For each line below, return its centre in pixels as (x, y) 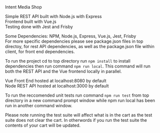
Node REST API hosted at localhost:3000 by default (57, 86)
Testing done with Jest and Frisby (39, 27)
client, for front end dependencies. (40, 51)
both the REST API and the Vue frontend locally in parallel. (63, 71)
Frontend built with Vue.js (31, 22)
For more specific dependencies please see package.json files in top (74, 41)
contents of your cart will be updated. (43, 125)
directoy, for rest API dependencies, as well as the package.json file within (80, 46)
